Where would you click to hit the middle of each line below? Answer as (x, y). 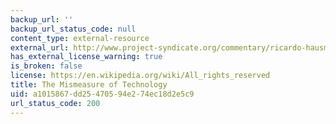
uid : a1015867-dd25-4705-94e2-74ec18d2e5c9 (102, 94)
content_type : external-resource (80, 38)
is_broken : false (46, 66)
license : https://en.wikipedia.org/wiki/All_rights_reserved (140, 76)
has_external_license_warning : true (86, 57)
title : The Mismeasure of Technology (89, 85)
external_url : (40, 47)
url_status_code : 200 (55, 103)
